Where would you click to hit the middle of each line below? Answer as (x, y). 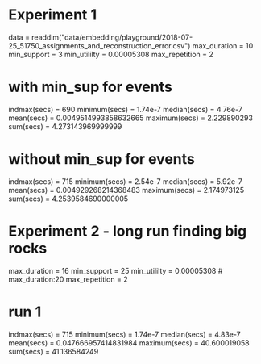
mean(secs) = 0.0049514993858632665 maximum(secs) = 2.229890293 (131, 118)
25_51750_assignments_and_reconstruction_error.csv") (99, 45)
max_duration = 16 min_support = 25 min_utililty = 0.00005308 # (116, 270)
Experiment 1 (53, 15)
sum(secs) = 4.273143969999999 (65, 126)
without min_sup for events (101, 159)
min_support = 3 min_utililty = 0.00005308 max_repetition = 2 (111, 54)
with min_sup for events (91, 87)
